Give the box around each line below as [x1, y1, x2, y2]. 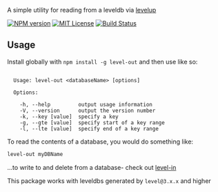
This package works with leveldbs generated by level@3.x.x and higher [7, 176, 212, 185]
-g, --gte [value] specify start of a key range [19, 119, 166, 126]
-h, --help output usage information [19, 101, 153, 108]
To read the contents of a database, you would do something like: [7, 137, 194, 146]
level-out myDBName [7, 151, 63, 157]
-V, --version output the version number [19, 107, 156, 114]
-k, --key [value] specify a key [19, 113, 119, 120]
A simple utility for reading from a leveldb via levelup [7, 6, 157, 14]
